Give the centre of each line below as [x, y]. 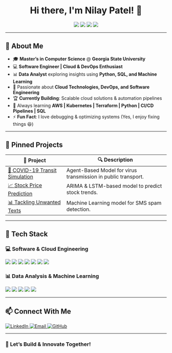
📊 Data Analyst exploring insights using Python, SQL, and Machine [85, 74]
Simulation [20, 176]
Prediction [20, 193]
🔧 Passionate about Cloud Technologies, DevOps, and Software [81, 87]
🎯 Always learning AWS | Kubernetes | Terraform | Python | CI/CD [83, 105]
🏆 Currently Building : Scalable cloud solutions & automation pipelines [87, 98]
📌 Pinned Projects [34, 145]
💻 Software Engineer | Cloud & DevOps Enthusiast [68, 67]
